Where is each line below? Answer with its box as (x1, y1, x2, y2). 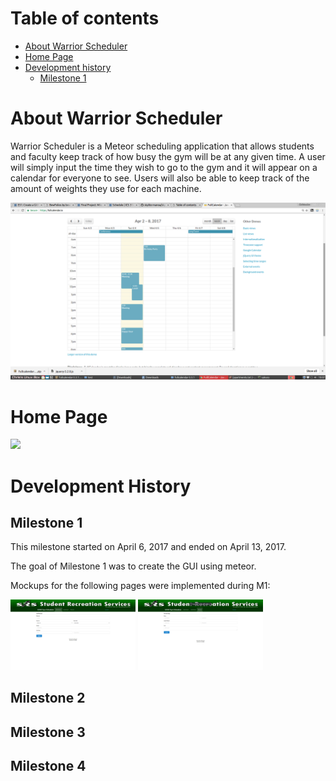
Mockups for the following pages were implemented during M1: (10, 580, 271, 592)
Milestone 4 (10, 757, 87, 774)
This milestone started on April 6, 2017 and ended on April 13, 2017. (10, 541, 287, 553)
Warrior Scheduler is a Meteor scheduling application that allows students (10, 140, 315, 152)
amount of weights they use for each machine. (10, 182, 202, 194)
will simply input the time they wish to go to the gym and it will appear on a (10, 161, 318, 173)
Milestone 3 (10, 723, 86, 741)
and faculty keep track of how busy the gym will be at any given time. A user (10, 150, 326, 162)
